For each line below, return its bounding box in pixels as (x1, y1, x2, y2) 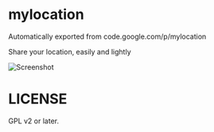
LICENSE (8, 90, 68, 108)
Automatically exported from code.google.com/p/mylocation (8, 32, 207, 41)
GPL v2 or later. (8, 116, 60, 126)
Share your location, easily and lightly (8, 47, 131, 56)
